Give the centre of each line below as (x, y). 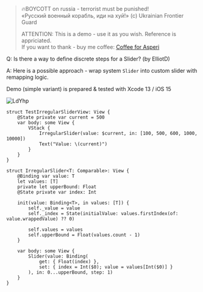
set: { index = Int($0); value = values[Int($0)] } (106, 267)
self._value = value (54, 208)
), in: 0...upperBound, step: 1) (71, 272)
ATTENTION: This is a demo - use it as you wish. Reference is (99, 34)
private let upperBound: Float (57, 187)
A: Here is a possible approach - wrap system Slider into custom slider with (102, 71)
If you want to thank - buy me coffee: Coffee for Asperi (90, 47)
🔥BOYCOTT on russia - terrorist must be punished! (85, 9)
